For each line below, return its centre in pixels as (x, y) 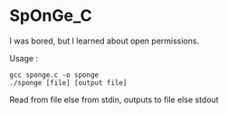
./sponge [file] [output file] (68, 82)
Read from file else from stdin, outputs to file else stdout (114, 100)
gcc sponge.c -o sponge (54, 75)
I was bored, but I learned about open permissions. (104, 41)
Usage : (24, 58)
